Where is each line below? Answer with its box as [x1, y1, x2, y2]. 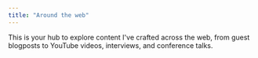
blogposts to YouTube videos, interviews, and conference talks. [8, 40, 213, 50]
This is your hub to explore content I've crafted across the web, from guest [8, 32, 250, 42]
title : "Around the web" [8, 11, 89, 19]
